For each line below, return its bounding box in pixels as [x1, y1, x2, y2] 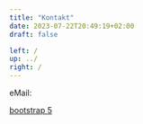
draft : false [9, 30, 58, 39]
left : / [9, 46, 39, 55]
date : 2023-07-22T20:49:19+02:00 [9, 22, 135, 31]
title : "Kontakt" [9, 13, 75, 22]
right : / [9, 63, 42, 72]
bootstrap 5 [9, 105, 52, 115]
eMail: [9, 87, 32, 98]
